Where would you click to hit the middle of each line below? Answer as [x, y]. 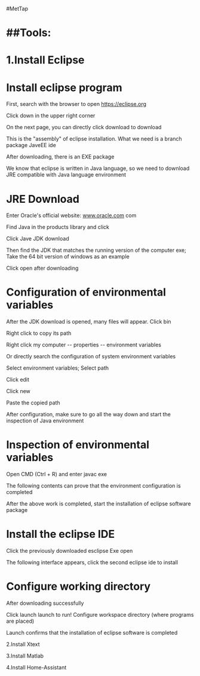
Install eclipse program [64, 88]
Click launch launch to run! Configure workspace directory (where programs [100, 615]
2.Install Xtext [23, 644]
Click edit [18, 380]
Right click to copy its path [39, 333]
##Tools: [29, 33]
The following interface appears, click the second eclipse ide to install [92, 562]
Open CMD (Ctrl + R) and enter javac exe [57, 474]
